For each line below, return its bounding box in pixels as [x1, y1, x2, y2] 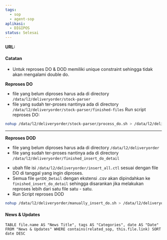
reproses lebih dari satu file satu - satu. [12, 186, 93, 192]
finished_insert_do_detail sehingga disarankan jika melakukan [12, 180, 144, 186]
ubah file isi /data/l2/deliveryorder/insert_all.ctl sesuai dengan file [12, 165, 159, 171]
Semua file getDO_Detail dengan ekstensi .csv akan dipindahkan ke [12, 176, 151, 181]
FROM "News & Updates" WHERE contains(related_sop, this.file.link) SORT [5, 227, 162, 232]
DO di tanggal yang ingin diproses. [12, 170, 83, 176]
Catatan [5, 55, 22, 61]
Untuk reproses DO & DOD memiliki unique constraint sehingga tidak [12, 66, 153, 72]
